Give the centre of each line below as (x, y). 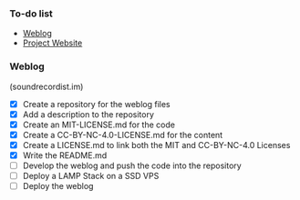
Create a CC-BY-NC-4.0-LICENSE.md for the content (123, 135)
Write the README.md (65, 155)
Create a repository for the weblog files (96, 104)
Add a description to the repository (88, 114)
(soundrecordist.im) (47, 86)
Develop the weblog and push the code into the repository (132, 165)
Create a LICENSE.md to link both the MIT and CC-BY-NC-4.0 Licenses (156, 145)
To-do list (31, 14)
